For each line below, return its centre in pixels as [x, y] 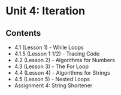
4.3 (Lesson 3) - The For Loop [52, 66]
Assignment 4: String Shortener [53, 85]
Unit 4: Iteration [45, 11]
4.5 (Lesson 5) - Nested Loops [52, 79]
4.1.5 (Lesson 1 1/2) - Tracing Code [57, 54]
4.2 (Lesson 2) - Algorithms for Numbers [64, 60]
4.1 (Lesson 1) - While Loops [49, 47]
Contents [23, 33]
